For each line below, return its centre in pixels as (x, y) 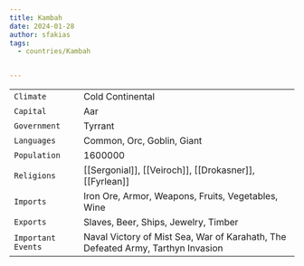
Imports (30, 202)
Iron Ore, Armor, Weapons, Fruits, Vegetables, (181, 196)
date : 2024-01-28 (42, 26)
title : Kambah (36, 18)
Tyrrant (99, 126)
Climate (30, 97)
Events (28, 247)
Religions (35, 176)
